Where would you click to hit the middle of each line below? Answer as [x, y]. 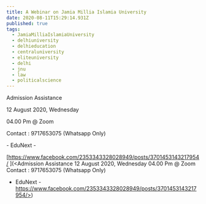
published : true [27, 23]
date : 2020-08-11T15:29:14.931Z [48, 18]
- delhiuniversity [36, 40]
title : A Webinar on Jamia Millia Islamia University [77, 12]
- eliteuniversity [36, 58]
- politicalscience [37, 80]
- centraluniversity [38, 52]
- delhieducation [34, 47]
